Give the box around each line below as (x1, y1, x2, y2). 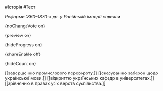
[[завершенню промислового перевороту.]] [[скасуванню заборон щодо (5, 70, 158, 76)
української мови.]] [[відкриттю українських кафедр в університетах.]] (5, 75, 154, 81)
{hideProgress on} (5, 42, 42, 48)
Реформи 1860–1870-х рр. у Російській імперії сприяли (5, 14, 120, 19)
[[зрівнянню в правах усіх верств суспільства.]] (5, 80, 106, 86)
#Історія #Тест (5, 4, 36, 10)
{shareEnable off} (5, 51, 41, 57)
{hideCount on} (5, 61, 36, 66)
